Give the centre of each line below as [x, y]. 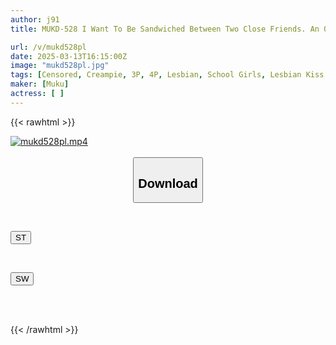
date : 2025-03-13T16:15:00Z [69, 56]
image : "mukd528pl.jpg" [60, 66]
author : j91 [35, 19]
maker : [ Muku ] [40, 84]
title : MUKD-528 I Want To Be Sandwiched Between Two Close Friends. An [165, 29]
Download [168, 183]
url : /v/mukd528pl [48, 47]
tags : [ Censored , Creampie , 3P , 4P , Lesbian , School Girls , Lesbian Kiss [167, 75]
